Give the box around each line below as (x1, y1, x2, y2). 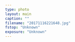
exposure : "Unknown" (5, 29, 47, 34)
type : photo (5, 7, 29, 12)
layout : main (5, 12, 32, 16)
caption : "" (5, 16, 29, 21)
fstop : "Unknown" (5, 25, 40, 30)
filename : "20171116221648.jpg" (5, 20, 71, 26)
